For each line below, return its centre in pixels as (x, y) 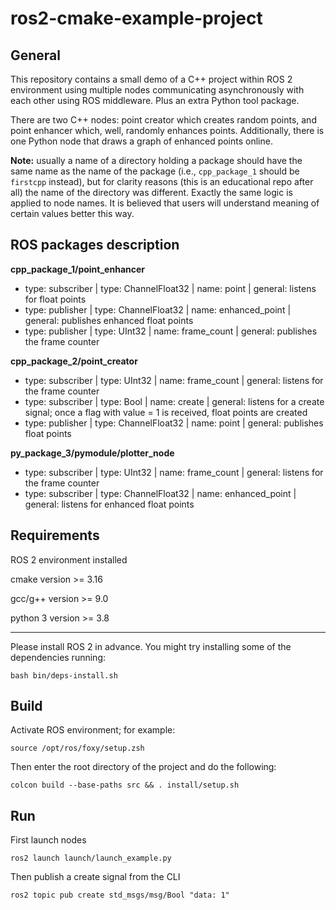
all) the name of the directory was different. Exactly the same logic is (151, 192)
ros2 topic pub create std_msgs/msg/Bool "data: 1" (120, 895)
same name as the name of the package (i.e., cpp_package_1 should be (155, 171)
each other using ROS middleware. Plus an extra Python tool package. (155, 100)
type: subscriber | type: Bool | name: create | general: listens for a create (174, 401)
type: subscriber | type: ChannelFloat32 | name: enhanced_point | (160, 493)
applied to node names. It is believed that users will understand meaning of (165, 203)
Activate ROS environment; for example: (93, 730)
